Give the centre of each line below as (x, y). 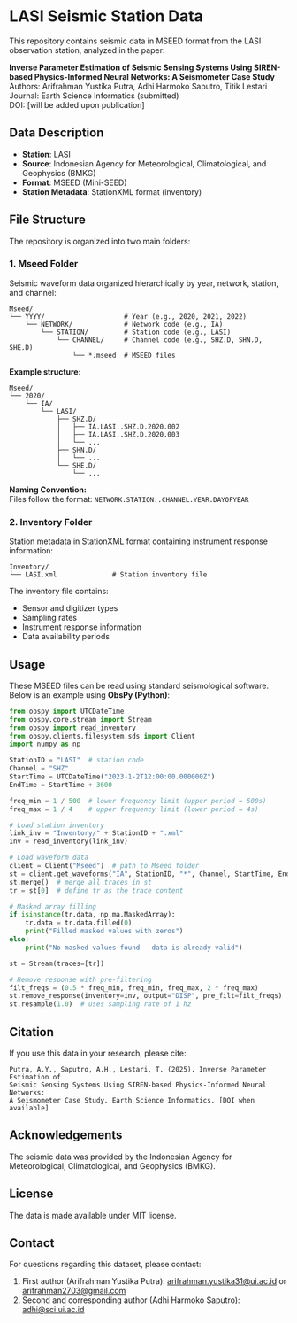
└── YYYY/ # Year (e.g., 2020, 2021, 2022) (128, 316)
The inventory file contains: (59, 592)
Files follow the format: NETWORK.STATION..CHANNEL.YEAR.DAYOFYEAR (129, 499)
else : (19, 940)
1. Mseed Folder (44, 264)
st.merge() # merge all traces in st (80, 882)
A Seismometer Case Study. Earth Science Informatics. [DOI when (132, 1101)
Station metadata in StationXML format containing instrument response (138, 541)
